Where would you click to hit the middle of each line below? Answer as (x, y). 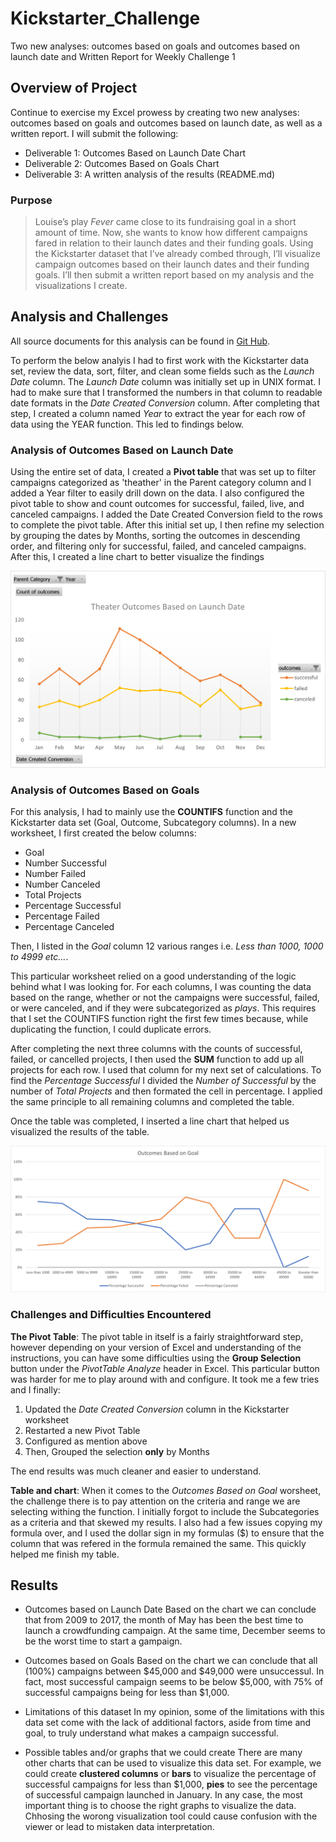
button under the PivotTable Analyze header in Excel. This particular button (165, 1368)
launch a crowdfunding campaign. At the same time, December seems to (175, 1631)
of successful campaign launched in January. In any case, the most (163, 1795)
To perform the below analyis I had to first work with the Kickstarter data (160, 360)
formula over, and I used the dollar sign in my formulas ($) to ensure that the (167, 1533)
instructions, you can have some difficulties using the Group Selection (156, 1358)
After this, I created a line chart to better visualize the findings (137, 557)
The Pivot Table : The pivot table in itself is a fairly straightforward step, (157, 1336)
